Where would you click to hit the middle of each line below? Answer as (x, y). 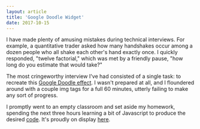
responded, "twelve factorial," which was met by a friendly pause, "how (95, 59)
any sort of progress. (32, 95)
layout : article (26, 12)
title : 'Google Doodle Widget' (45, 17)
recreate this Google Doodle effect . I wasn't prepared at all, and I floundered (100, 83)
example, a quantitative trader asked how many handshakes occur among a (99, 46)
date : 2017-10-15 (28, 23)
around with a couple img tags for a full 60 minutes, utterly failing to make (97, 89)
